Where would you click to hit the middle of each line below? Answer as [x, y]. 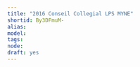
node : [15, 46]
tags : [15, 40]
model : [17, 33]
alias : [17, 27]
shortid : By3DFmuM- [36, 20]
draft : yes [23, 53]
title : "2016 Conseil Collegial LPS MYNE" [70, 14]
